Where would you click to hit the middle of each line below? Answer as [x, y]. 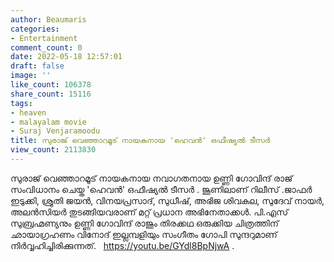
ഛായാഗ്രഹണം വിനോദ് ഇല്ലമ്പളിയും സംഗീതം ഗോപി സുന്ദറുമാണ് [144, 234]
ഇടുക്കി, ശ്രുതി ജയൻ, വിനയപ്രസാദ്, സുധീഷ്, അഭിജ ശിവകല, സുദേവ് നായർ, [167, 200]
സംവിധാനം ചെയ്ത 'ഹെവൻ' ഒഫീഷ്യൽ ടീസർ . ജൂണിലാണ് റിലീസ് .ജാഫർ [161, 189]
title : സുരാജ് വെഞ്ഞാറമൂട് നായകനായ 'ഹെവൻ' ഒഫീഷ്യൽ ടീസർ [140, 141]
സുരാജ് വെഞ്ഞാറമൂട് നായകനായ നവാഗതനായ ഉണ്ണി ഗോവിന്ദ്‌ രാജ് [151, 178]
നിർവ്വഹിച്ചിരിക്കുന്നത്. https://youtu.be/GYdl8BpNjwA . [122, 245]
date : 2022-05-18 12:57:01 [66, 57]
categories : [35, 29]
